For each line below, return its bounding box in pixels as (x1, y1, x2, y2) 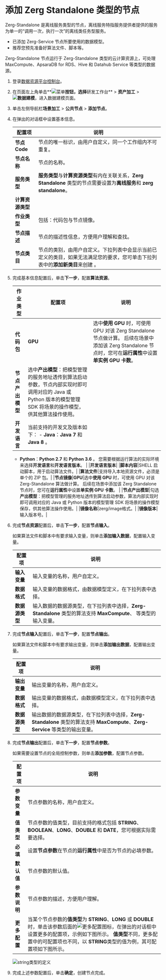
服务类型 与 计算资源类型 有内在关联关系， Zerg (38, 172, 144, 179)
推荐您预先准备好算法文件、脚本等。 (12, 45, 86, 51)
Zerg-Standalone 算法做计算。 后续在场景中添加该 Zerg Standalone (19, 481, 157, 487)
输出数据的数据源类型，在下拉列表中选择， (32, 711, 131, 718)
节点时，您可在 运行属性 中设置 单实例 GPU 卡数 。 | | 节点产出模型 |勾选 (19, 487, 159, 493)
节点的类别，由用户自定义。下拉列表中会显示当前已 (38, 246, 157, 253)
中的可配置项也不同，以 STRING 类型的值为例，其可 (33, 938, 152, 945)
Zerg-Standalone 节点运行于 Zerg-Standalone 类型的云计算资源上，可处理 (5, 55, 156, 61)
